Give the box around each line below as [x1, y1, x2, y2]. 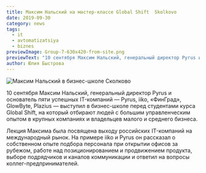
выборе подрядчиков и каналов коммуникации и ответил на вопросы [6, 153, 190, 160]
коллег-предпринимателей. [6, 160, 79, 167]
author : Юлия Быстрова [6, 60, 64, 66]
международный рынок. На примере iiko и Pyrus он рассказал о [6, 133, 176, 141]
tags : [6, 26, 20, 33]
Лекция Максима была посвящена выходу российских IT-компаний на [6, 127, 193, 134]
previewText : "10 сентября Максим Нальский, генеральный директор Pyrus [6, 55, 196, 61]
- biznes [12, 44, 34, 50]
